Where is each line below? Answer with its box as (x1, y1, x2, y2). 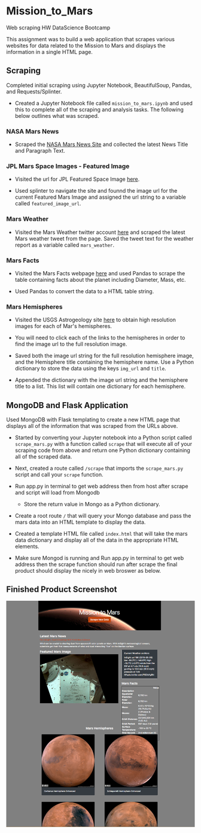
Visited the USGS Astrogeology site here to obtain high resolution (14, 316, 176, 324)
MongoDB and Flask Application (6, 400, 129, 411)
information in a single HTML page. (6, 48, 93, 55)
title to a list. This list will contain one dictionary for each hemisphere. (14, 383, 186, 390)
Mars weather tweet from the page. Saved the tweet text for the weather (14, 235, 194, 242)
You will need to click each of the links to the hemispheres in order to (14, 334, 185, 342)
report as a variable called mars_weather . (14, 241, 115, 248)
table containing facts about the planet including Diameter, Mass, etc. (14, 276, 187, 283)
